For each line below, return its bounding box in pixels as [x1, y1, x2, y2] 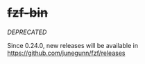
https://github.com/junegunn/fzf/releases [7, 49, 126, 57]
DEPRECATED [7, 28, 47, 36]
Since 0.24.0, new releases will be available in [7, 41, 139, 49]
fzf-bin [7, 5, 49, 21]
